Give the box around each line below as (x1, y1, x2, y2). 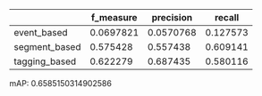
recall (214, 12, 240, 23)
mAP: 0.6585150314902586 (9, 78, 112, 88)
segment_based (13, 41, 81, 52)
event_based (13, 27, 69, 38)
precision (151, 12, 193, 23)
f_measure (90, 12, 138, 23)
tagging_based (13, 55, 77, 68)
